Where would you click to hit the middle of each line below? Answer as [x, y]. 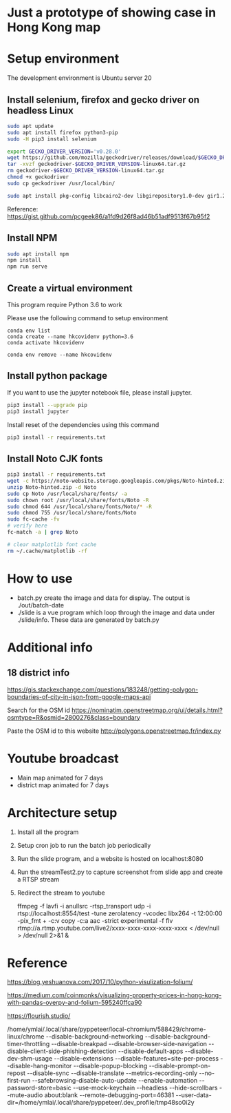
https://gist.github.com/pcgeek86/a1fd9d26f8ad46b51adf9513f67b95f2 [109, 216]
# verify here [27, 526]
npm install [24, 260]
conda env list [29, 331]
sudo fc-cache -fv [33, 519]
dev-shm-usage [30, 1059]
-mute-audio [25, 1095]
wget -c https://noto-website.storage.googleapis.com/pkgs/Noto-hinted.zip [118, 481]
